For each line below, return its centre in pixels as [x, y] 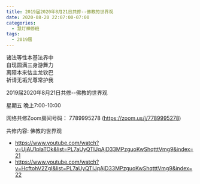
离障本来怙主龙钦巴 [30, 72]
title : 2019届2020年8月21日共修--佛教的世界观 [60, 12]
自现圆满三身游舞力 [30, 65]
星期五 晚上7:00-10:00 [34, 105]
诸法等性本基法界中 [30, 57]
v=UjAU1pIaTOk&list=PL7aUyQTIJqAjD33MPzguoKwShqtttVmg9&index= [104, 149]
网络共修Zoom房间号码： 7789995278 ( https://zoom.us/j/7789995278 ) [94, 118]
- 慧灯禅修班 [26, 28]
